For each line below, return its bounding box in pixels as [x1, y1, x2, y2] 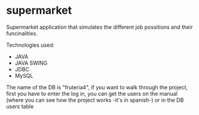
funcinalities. [6, 29, 38, 37]
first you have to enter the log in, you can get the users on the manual [6, 90, 178, 97]
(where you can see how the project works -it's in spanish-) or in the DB [6, 96, 184, 104]
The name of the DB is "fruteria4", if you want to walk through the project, [6, 83, 188, 90]
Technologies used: [6, 41, 55, 49]
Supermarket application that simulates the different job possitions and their [6, 23, 193, 31]
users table [6, 102, 34, 110]
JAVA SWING [14, 59, 48, 66]
